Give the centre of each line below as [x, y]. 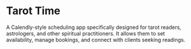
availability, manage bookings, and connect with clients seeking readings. [96, 40]
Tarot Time [33, 11]
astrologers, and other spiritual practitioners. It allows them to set [86, 33]
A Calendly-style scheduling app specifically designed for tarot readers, [94, 27]
